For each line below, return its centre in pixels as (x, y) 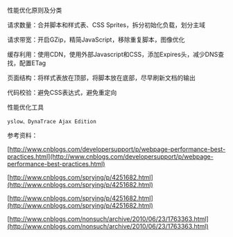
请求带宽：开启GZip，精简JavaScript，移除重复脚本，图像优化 (96, 39)
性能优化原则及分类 (35, 10)
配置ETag (33, 63)
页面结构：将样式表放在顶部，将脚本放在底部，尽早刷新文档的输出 (101, 78)
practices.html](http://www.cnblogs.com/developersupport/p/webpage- (110, 157)
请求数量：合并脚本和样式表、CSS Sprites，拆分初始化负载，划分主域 (106, 25)
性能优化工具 (25, 107)
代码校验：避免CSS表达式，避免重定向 (62, 93)
